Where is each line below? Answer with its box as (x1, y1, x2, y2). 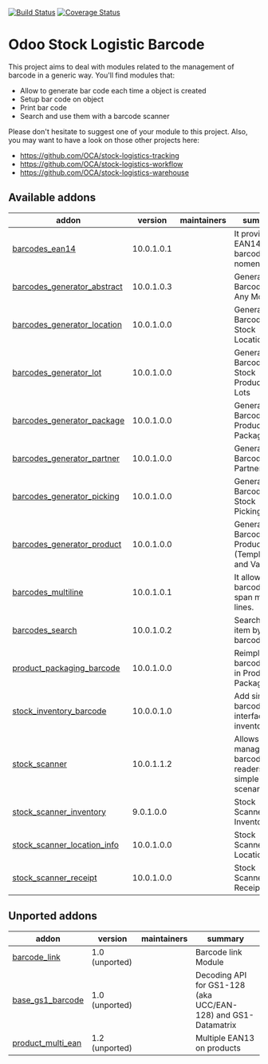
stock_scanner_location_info (12, 839, 120, 850)
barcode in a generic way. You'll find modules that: (8, 70, 175, 80)
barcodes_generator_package (12, 415, 125, 426)
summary (207, 933, 245, 944)
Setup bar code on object (19, 94, 104, 104)
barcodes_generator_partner (12, 452, 120, 463)
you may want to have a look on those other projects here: (8, 135, 200, 145)
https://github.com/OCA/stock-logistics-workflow (19, 159, 183, 169)
